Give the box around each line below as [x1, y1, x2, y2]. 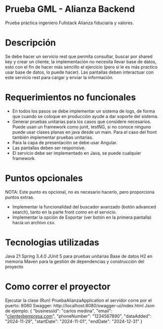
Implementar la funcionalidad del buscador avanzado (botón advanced [12, 204, 156, 209]
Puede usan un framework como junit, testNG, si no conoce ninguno [12, 123, 151, 129]
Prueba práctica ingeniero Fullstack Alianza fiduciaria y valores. [5, 20, 134, 26]
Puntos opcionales [5, 173, 83, 184]
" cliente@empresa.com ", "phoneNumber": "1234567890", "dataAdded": [5, 313, 152, 319]
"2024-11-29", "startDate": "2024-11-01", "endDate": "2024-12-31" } [5, 318, 143, 324]
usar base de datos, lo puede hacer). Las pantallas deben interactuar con [5, 69, 154, 75]
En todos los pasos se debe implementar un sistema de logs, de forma [12, 108, 155, 114]
